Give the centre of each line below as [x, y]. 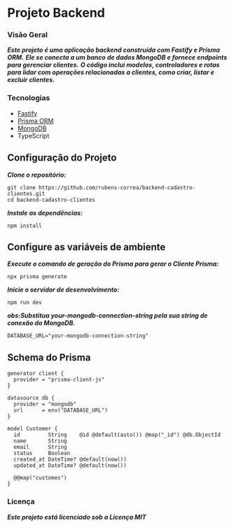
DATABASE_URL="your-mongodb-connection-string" [78, 336]
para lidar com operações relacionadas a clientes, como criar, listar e [111, 72]
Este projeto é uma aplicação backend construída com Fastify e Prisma [114, 50]
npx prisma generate [37, 277]
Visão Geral [27, 35]
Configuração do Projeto [62, 158]
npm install [25, 226]
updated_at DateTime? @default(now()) [70, 466]
